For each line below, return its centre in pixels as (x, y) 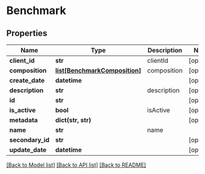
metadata (23, 120)
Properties (27, 33)
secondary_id (30, 140)
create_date (27, 80)
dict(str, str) (73, 120)
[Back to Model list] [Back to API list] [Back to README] (76, 165)
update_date (28, 150)
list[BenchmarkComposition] (98, 71)
